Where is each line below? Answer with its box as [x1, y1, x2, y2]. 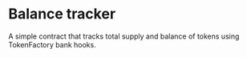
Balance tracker [8, 5, 116, 23]
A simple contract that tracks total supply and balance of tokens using [8, 31, 240, 41]
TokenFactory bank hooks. [8, 39, 96, 49]
